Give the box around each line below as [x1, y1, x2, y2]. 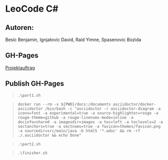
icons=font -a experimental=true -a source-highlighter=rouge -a [17, 110, 158, 115]
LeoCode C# [5, 3, 59, 15]
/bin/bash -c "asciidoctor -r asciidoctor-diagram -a [45, 106, 161, 111]
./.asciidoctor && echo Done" [17, 133, 82, 138]
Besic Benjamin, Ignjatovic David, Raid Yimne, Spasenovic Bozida [5, 36, 142, 43]
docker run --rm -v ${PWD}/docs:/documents [17, 102, 111, 107]
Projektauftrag [5, 64, 35, 71]
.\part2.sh [17, 141, 41, 147]
